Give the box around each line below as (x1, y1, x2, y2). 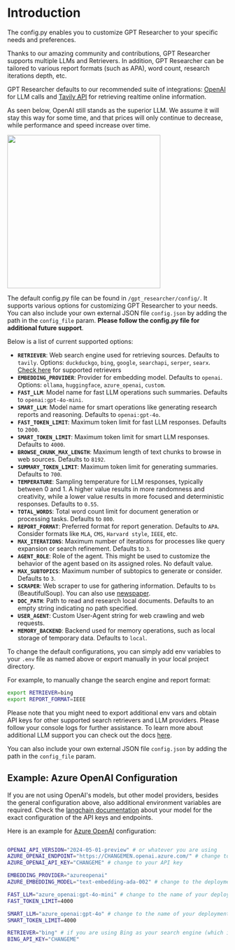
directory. (7, 662, 35, 670)
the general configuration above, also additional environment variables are (7, 798, 222, 806)
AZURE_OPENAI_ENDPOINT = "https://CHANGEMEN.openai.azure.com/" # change (7, 853, 220, 860)
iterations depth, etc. (7, 71, 67, 80)
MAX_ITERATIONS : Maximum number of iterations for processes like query (17, 537, 225, 545)
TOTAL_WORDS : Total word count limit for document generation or (17, 507, 199, 516)
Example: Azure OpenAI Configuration (7, 772, 178, 784)
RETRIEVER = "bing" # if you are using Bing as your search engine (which (7, 930, 224, 937)
